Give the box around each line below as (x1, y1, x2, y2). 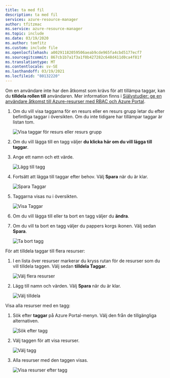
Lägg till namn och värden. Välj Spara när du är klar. (12, 282, 121, 289)
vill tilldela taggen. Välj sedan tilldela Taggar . (12, 263, 107, 269)
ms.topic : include (5, 31, 44, 36)
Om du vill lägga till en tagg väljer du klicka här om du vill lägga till (12, 138, 152, 145)
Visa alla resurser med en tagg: (5, 302, 71, 308)
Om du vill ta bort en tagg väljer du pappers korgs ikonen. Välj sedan (12, 223, 156, 229)
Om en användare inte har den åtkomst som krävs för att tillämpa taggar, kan (5, 87, 165, 93)
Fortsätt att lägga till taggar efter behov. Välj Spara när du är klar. (12, 173, 148, 179)
